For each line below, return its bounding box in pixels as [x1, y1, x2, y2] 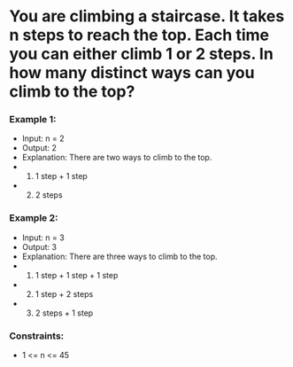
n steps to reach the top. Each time [9, 25, 270, 45]
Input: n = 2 [21, 133, 65, 144]
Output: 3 [21, 241, 58, 252]
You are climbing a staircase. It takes [9, 6, 285, 27]
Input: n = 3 [21, 232, 65, 243]
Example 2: [9, 212, 58, 224]
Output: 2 [21, 143, 58, 153]
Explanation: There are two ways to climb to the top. [21, 152, 212, 163]
